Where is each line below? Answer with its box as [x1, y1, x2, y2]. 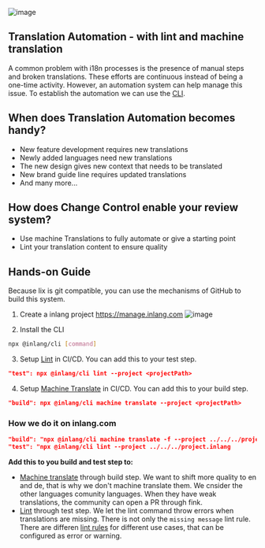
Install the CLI [19, 325, 65, 335]
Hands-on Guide [8, 265, 91, 279]
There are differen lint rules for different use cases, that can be [19, 522, 225, 531]
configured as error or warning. [19, 531, 122, 540]
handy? [8, 124, 47, 137]
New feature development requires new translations [19, 144, 188, 154]
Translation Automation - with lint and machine [8, 30, 244, 43]
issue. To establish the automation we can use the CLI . [8, 88, 185, 98]
